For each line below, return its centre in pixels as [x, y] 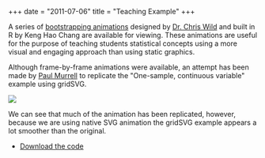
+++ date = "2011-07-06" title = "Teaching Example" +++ [102, 11]
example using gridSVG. [47, 84]
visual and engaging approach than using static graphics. [102, 52]
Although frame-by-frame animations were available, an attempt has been [129, 67]
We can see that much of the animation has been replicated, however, [122, 114]
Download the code [52, 146]
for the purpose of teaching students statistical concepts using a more [123, 43]
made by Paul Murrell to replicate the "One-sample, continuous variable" [127, 75]
